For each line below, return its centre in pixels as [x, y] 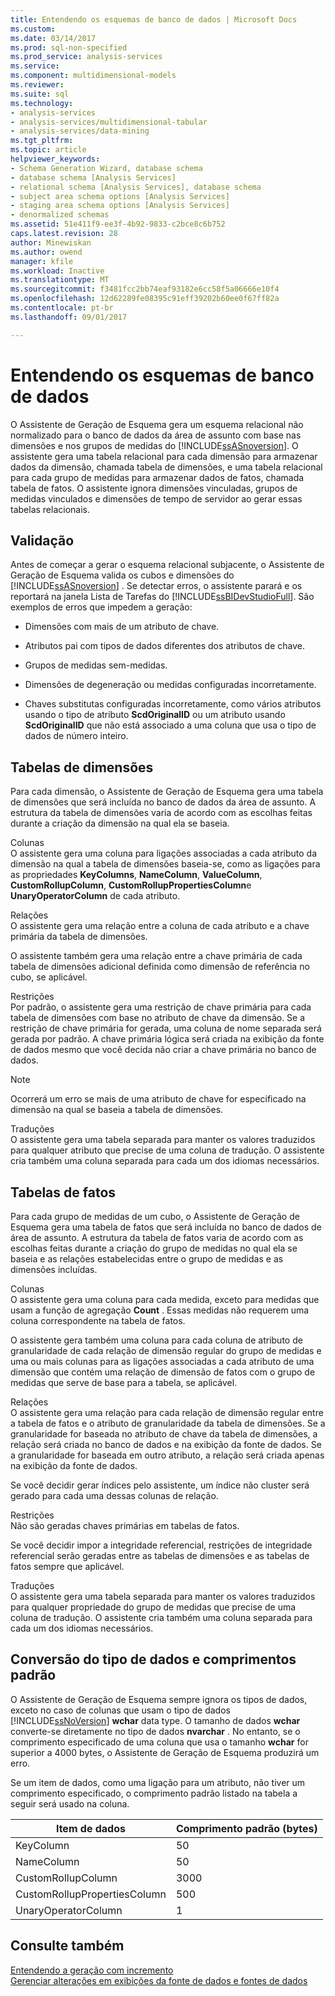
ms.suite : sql [40, 94]
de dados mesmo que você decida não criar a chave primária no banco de [163, 1050]
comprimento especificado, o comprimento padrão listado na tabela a [154, 1793]
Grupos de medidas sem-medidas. [96, 665]
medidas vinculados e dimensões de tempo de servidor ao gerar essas [156, 498]
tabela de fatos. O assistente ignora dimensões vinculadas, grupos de [154, 488]
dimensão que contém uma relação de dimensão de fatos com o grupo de [163, 1372]
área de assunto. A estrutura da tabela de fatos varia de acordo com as [157, 1237]
